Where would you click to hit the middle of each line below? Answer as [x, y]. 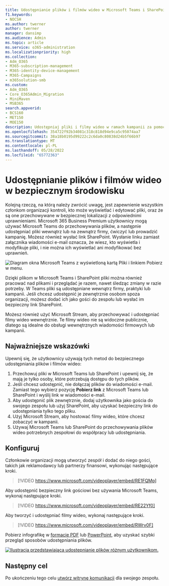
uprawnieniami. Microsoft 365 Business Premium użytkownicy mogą [76, 221]
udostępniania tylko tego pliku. [44, 411]
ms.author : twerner [26, 24]
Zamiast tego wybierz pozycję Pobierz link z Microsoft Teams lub [80, 389]
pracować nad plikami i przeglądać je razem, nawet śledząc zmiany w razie [83, 283]
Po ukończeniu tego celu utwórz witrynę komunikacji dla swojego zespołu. [82, 578]
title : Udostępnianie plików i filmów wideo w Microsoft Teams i [75, 10]
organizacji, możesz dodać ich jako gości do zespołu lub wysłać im [75, 299]
